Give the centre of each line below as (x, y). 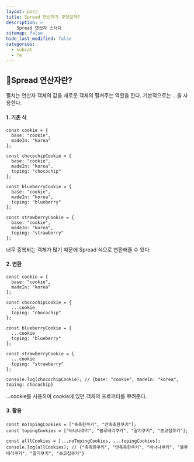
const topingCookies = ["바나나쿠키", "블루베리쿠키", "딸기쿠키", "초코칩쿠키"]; (97, 431)
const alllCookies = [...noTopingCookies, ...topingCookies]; (83, 441)
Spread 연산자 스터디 (39, 28)
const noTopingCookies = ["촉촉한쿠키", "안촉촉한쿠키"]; (71, 425)
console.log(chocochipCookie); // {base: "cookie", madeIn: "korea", (93, 379)
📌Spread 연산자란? (39, 81)
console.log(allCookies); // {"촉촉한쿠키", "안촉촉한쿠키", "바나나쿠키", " (93, 447)
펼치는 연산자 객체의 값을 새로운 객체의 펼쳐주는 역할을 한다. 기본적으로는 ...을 (94, 96)
